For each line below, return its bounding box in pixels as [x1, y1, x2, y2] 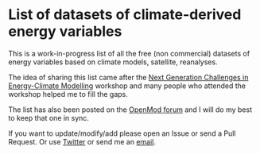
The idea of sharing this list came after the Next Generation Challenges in [8, 72, 249, 82]
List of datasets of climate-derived [8, 6, 242, 24]
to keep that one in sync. [8, 113, 90, 122]
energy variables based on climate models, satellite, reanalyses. [8, 57, 218, 67]
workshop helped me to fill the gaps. [8, 89, 129, 98]
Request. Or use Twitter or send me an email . [8, 137, 157, 146]
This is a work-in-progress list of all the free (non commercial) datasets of [8, 48, 250, 58]
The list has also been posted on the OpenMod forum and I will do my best [8, 105, 253, 114]
